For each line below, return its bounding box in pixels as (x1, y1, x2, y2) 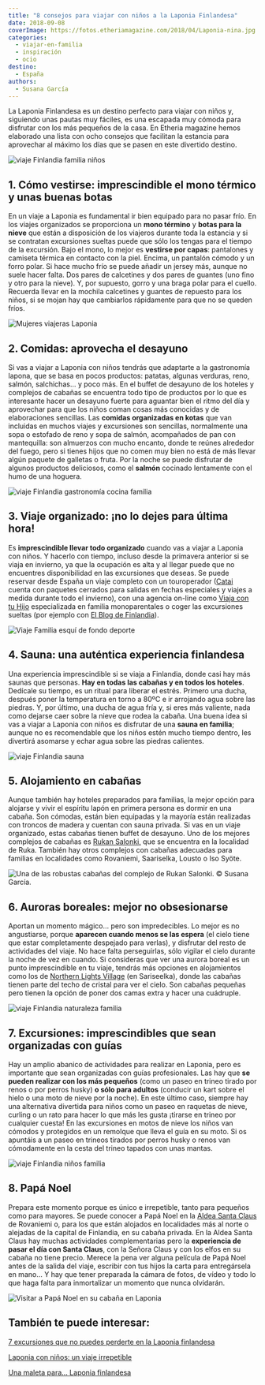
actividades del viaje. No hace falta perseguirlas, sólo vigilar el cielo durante (8, 946, 256, 956)
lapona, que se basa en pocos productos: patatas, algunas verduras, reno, (8, 371, 250, 380)
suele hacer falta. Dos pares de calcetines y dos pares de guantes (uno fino (8, 270, 255, 280)
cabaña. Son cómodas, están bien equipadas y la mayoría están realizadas (8, 812, 251, 821)
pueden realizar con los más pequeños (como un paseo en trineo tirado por (8, 1077, 258, 1086)
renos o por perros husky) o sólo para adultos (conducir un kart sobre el (8, 1085, 244, 1095)
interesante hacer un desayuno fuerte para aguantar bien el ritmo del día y (8, 396, 250, 405)
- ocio (15, 56, 37, 64)
